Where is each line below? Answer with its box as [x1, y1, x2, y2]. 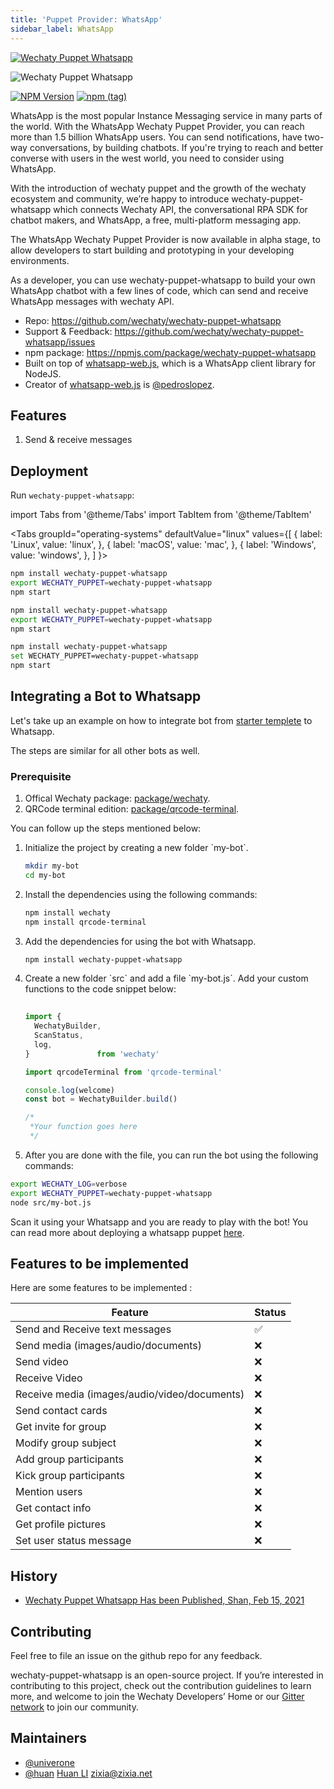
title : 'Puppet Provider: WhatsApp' [10, 14, 163, 25]
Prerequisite [10, 769, 72, 783]
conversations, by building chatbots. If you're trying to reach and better [29, 141, 324, 153]
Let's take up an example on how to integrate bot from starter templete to [10, 714, 313, 726]
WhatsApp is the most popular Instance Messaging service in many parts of [10, 109, 323, 121]
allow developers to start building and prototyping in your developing [10, 244, 295, 256]
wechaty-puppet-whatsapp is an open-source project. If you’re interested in [10, 1669, 324, 1681]
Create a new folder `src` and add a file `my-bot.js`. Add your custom [24, 972, 309, 985]
